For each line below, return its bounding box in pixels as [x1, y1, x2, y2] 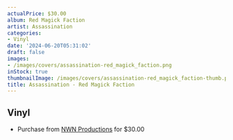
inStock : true [7, 68, 49, 75]
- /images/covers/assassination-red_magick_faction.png [7, 62, 172, 69]
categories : [7, 29, 42, 37]
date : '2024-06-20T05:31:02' [7, 42, 92, 49]
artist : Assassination [7, 23, 73, 30]
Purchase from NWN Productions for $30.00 [17, 125, 145, 134]
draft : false [7, 49, 45, 56]
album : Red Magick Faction [7, 17, 85, 24]
